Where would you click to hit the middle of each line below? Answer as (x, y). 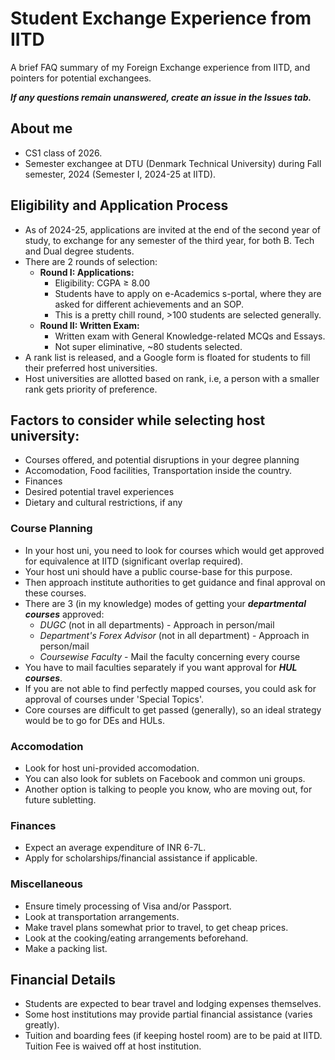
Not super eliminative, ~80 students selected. (148, 346)
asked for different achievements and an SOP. (149, 304)
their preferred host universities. (91, 368)
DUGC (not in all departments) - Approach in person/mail (157, 624)
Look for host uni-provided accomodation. (112, 768)
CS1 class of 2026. (63, 153)
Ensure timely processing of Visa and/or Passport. (128, 906)
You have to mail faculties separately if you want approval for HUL (161, 667)
